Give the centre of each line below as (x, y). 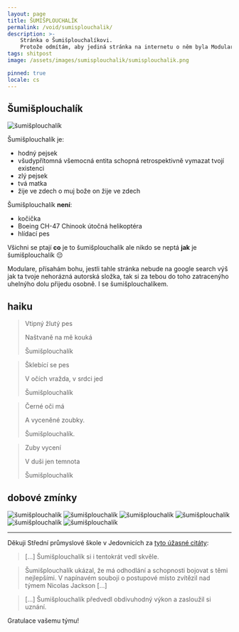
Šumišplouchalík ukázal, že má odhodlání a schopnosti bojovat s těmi (126, 570)
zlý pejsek (33, 176)
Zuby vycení (43, 448)
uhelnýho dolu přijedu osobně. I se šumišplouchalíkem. (88, 284)
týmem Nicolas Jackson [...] (66, 585)
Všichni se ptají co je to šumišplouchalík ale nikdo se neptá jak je (102, 248)
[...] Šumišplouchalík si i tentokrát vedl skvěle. (92, 557)
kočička (29, 218)
